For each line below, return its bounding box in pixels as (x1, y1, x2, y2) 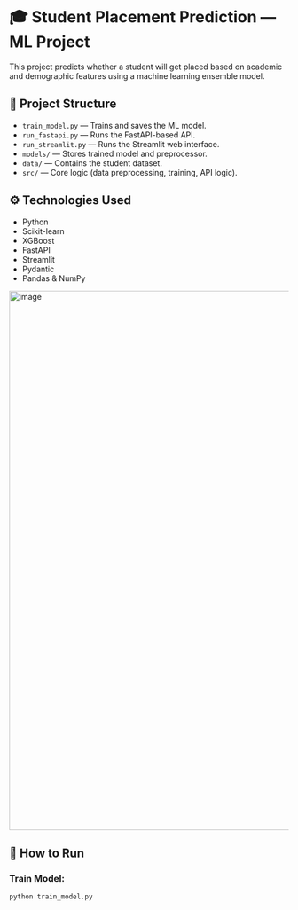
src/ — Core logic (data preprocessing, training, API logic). (21, 167, 238, 177)
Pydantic (21, 263, 55, 274)
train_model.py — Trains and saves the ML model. (21, 120, 207, 130)
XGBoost (21, 235, 55, 246)
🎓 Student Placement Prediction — (9, 7, 277, 27)
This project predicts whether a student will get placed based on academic (9, 61, 283, 72)
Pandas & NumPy (21, 272, 86, 284)
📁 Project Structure (9, 97, 117, 112)
